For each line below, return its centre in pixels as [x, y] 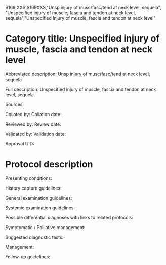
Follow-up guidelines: [28, 257]
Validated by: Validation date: [35, 134]
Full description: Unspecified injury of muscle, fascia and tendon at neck [81, 89]
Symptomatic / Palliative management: [45, 227]
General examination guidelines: [39, 198]
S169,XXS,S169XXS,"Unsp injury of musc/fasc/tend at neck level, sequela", [84, 7]
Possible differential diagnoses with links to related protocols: [69, 217]
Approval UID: [20, 143]
